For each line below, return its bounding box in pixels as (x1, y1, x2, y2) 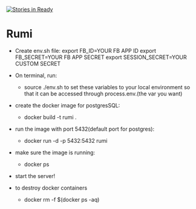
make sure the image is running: (15, 149, 96, 156)
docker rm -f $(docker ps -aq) (24, 196, 100, 203)
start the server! (15, 172, 56, 179)
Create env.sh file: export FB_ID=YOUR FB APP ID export (15, 47, 156, 54)
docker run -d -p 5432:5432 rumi (24, 137, 108, 144)
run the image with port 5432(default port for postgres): (15, 125, 155, 132)
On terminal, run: (15, 72, 57, 79)
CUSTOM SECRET (15, 60, 61, 67)
